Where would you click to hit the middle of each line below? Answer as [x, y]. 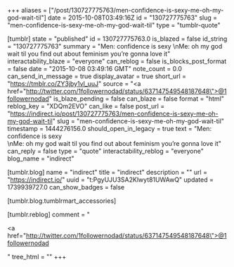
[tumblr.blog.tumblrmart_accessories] [62, 201]
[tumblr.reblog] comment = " [48, 215]
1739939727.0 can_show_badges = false [66, 187]
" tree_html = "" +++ [37, 257]
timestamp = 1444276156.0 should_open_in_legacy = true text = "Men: [110, 129]
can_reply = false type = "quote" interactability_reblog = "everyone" [105, 151]
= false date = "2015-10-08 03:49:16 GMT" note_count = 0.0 [95, 69]
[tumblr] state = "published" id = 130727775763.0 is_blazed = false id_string [117, 39]
